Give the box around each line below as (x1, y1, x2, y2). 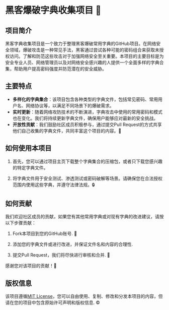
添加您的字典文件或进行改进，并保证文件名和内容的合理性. (12, 241, 133, 247)
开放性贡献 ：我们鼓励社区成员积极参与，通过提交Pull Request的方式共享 (12, 121, 162, 128)
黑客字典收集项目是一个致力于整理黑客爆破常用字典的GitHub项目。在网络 (5, 41, 156, 46)
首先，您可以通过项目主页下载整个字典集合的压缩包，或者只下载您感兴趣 (12, 158, 162, 164)
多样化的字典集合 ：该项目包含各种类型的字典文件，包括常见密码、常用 (12, 96, 158, 102)
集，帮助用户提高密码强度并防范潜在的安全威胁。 (5, 66, 107, 72)
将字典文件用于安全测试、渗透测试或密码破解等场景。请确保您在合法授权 (12, 175, 162, 181)
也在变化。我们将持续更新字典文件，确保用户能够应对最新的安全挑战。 (12, 115, 158, 121)
